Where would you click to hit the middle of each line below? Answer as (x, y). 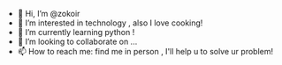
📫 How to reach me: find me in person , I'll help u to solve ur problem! (145, 51)
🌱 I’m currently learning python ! (76, 32)
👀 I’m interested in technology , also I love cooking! (110, 23)
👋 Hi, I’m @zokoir (49, 14)
